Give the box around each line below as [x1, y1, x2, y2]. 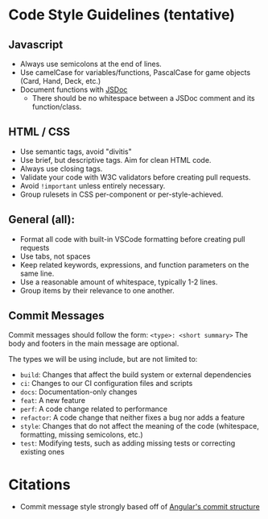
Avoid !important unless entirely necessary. [19, 181, 166, 190]
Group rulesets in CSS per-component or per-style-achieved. [19, 189, 224, 199]
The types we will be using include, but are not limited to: [8, 355, 198, 364]
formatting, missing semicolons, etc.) [19, 430, 143, 440]
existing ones [19, 447, 65, 457]
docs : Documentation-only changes [19, 387, 138, 397]
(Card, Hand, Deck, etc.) [19, 77, 101, 85]
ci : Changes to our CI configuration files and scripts [19, 379, 193, 388]
